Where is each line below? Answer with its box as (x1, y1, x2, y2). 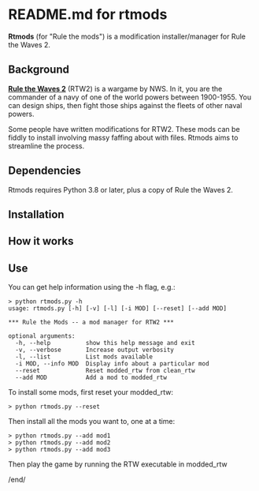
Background (8, 63, 69, 77)
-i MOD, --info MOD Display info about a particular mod (15, 360, 210, 368)
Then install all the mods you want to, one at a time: (8, 417, 176, 426)
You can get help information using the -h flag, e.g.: (8, 283, 176, 292)
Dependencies (8, 164, 81, 178)
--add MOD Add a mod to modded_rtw (15, 373, 168, 382)
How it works (8, 234, 74, 248)
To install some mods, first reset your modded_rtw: (8, 388, 173, 397)
